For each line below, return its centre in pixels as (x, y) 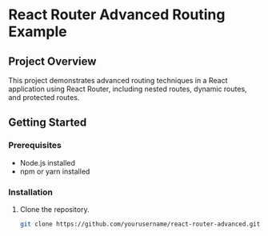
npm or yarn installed (55, 171)
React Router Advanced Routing (117, 15)
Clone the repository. (54, 209)
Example (38, 32)
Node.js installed (48, 162)
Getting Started (48, 123)
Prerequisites (35, 146)
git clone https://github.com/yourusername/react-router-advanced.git (140, 224)
